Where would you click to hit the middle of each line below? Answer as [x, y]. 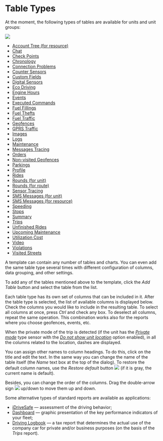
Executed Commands [34, 102]
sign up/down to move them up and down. [51, 388]
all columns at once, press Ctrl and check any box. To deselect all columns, [81, 312]
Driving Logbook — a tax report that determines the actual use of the [81, 422]
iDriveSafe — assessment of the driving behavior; [62, 407]
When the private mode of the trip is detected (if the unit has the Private [77, 332]
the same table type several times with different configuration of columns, [79, 267]
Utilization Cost [27, 237]
